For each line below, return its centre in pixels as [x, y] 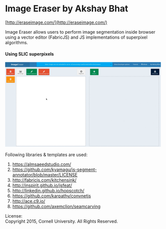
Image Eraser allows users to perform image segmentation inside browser [80, 32]
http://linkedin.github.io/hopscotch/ [48, 191]
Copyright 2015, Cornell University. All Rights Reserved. [62, 222]
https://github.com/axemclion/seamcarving [56, 207]
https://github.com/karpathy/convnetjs [52, 196]
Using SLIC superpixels [30, 54]
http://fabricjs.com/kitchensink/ [44, 180]
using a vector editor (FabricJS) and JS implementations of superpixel [76, 37]
